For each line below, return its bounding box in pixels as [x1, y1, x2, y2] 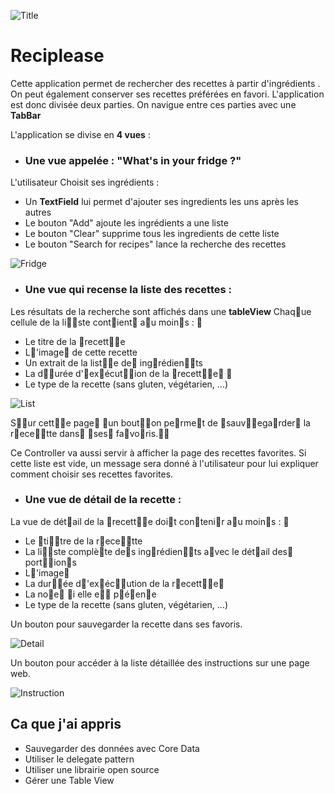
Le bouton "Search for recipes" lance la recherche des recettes [24, 238, 287, 250]
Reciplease [10, 45, 105, 67]
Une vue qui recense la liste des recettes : [24, 283, 232, 297]
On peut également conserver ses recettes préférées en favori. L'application [10, 88, 325, 100]
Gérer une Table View [24, 774, 115, 786]
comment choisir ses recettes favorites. [10, 468, 174, 480]
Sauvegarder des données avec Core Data [24, 742, 200, 754]
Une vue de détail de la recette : [24, 493, 182, 507]
